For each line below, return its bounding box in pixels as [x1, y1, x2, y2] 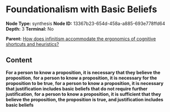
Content [6, 56, 33, 65]
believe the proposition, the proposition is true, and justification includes [6, 96, 164, 102]
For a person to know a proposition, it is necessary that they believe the [6, 69, 160, 75]
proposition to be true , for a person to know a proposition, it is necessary [6, 80, 164, 86]
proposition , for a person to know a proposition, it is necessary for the [6, 75, 157, 81]
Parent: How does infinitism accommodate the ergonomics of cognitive [6, 36, 156, 42]
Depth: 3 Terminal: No [6, 25, 54, 32]
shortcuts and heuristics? [6, 41, 59, 47]
